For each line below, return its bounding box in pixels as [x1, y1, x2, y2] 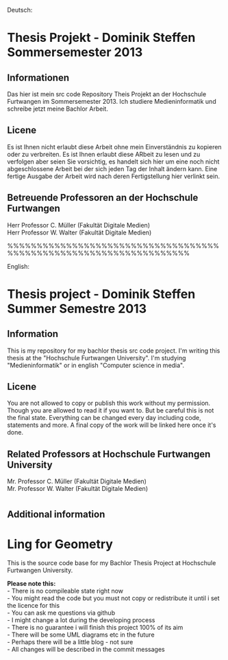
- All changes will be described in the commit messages [7, 646, 166, 654]
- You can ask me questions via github [7, 608, 115, 617]
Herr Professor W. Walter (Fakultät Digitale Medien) [7, 228, 152, 236]
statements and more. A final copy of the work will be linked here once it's [7, 421, 216, 429]
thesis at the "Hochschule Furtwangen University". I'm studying [7, 353, 186, 362]
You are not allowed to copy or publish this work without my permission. [7, 399, 211, 408]
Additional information [7, 509, 105, 520]
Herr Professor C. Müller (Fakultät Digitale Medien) [7, 221, 151, 229]
